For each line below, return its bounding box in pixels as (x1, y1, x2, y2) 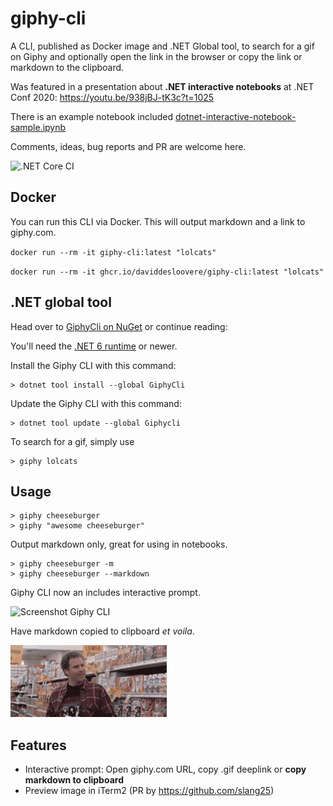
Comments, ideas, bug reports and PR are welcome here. (10, 140, 247, 152)
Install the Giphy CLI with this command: (10, 359, 177, 371)
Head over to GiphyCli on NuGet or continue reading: (10, 320, 228, 332)
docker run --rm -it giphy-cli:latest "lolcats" (10, 247, 217, 257)
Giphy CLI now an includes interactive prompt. (10, 587, 201, 599)
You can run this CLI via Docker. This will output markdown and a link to (10, 215, 306, 227)
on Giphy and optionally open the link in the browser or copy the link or (10, 50, 303, 62)
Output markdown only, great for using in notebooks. (10, 538, 228, 551)
